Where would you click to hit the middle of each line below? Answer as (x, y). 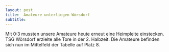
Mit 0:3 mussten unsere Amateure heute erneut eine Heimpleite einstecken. (85, 34)
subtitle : (16, 19)
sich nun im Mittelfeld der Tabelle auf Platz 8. (53, 45)
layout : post (19, 10)
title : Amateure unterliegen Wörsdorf (48, 15)
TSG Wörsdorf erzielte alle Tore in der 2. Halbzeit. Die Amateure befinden (82, 39)
